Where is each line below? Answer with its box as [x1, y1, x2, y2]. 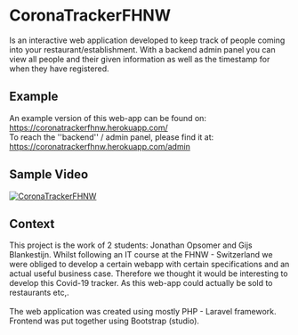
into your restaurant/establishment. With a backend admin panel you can [9, 44, 276, 54]
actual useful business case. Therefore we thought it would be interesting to [9, 268, 288, 279]
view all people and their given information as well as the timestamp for [9, 53, 270, 64]
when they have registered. [9, 63, 109, 74]
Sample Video [9, 167, 89, 183]
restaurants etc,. [9, 287, 69, 298]
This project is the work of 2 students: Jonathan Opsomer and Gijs [9, 240, 253, 250]
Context [9, 216, 55, 232]
